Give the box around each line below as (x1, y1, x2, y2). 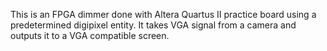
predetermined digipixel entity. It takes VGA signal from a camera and (10, 19, 297, 31)
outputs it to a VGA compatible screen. (10, 30, 170, 41)
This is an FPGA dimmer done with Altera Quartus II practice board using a (10, 9, 317, 20)
